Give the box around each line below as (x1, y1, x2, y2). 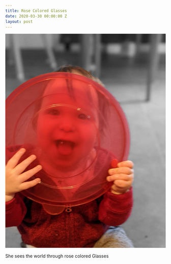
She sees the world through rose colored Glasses (5, 253, 109, 259)
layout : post (5, 19, 33, 24)
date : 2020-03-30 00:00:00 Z (5, 13, 67, 19)
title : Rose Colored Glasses (5, 8, 67, 13)
